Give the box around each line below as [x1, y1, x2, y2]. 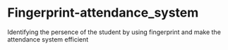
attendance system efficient [7, 35, 89, 43]
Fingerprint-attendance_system [7, 5, 199, 21]
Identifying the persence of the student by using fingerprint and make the [7, 28, 221, 36]
